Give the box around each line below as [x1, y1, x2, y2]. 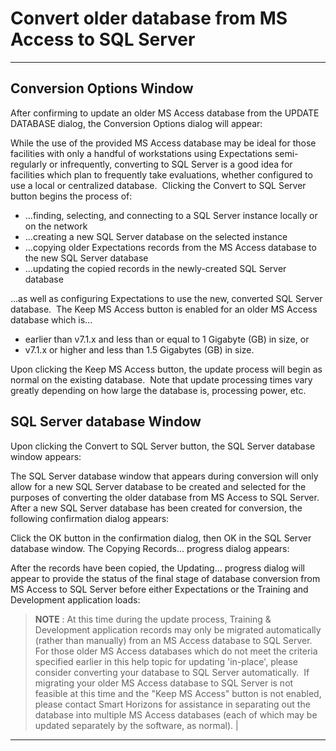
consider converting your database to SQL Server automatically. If [34, 666, 310, 678]
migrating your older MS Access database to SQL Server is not [34, 677, 294, 689]
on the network [24, 220, 88, 232]
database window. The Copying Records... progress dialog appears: [10, 542, 290, 554]
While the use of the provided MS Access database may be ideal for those [10, 137, 317, 149]
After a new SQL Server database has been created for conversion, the [10, 502, 303, 514]
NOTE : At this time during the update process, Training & [34, 613, 272, 625]
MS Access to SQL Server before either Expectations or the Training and [10, 583, 309, 595]
